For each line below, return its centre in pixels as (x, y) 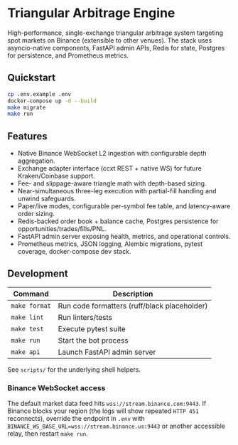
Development (38, 274)
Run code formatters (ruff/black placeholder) (133, 306)
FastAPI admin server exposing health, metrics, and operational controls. (124, 237)
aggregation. (36, 161)
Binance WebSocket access (56, 387)
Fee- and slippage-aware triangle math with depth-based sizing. (112, 183)
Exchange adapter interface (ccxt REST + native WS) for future (110, 168)
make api (26, 352)
